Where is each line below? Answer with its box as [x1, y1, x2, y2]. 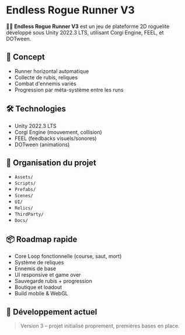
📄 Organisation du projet [6, 158, 96, 167]
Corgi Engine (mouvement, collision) [14, 128, 102, 135]
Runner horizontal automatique [14, 68, 89, 75]
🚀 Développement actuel [6, 307, 97, 317]
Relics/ [14, 205, 33, 211]
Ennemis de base [14, 265, 57, 272]
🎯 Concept [6, 52, 46, 62]
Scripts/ [14, 180, 36, 187]
